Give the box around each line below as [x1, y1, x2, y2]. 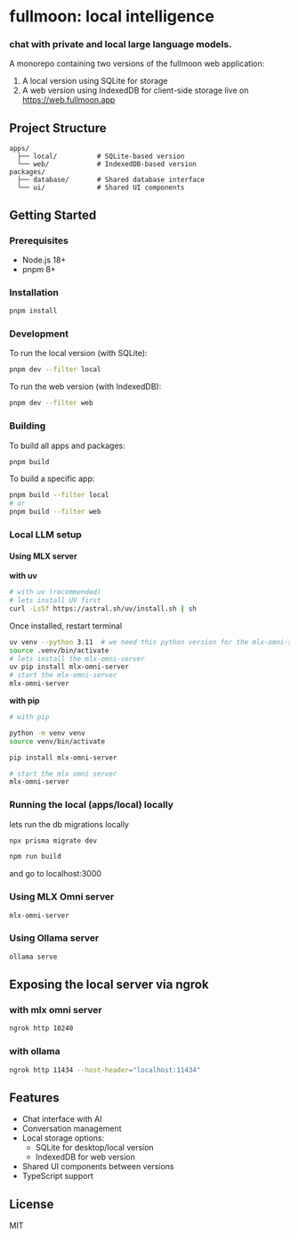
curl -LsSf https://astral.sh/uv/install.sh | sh [9, 604, 198, 613]
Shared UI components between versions [21, 1161, 174, 1172]
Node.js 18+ [21, 254, 67, 265]
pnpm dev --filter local [9, 365, 101, 374]
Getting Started [9, 207, 97, 222]
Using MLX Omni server [9, 891, 115, 903]
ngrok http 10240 [9, 1024, 74, 1033]
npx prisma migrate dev [9, 836, 98, 845]
